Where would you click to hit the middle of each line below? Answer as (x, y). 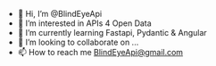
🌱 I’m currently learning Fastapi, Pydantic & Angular (112, 33)
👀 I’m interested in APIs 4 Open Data (84, 23)
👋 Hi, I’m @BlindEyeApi (60, 14)
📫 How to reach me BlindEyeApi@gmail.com (100, 52)
